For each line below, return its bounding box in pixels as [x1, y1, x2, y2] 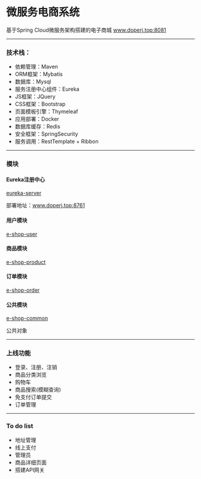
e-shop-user [6, 230, 38, 237]
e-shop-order [6, 286, 40, 294]
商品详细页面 [14, 459, 47, 466]
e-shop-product [6, 258, 46, 266]
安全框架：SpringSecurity [14, 130, 78, 138]
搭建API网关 [14, 466, 45, 473]
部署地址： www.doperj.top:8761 [6, 202, 86, 209]
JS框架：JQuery [14, 93, 56, 100]
